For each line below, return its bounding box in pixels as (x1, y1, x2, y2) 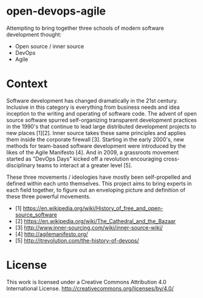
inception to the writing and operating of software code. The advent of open (6, 109, 198, 117)
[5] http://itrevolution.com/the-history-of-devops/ (15, 237, 140, 244)
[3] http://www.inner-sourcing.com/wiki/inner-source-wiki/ (15, 224, 163, 231)
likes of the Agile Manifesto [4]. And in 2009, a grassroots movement (6, 148, 179, 156)
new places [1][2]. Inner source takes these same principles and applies (6, 129, 187, 136)
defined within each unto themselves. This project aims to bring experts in (6, 179, 192, 187)
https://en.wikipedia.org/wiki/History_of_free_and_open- (22, 204, 163, 212)
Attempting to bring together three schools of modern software (6, 24, 164, 32)
